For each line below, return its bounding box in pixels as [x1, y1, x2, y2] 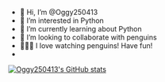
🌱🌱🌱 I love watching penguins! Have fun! [19, 41, 153, 50]
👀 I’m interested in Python [19, 16, 105, 25]
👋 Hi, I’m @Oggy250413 [19, 8, 98, 17]
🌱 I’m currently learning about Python [19, 24, 142, 33]
